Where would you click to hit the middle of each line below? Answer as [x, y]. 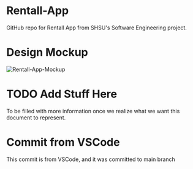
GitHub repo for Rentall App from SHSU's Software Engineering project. [96, 28]
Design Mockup [47, 52]
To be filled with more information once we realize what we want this [93, 111]
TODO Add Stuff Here [62, 94]
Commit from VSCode [63, 142]
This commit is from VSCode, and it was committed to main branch [91, 159]
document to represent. [36, 118]
